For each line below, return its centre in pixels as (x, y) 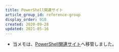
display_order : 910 (26, 19)
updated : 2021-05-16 (27, 29)
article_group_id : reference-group (43, 15)
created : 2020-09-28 (27, 24)
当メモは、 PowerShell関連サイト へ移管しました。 (65, 44)
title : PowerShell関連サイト (34, 10)
